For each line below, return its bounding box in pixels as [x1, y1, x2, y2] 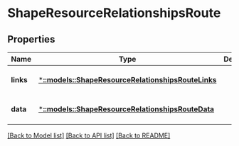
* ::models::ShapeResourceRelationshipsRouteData [38, 104, 215, 114]
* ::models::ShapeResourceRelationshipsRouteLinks [38, 75, 217, 84]
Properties [7, 33, 55, 45]
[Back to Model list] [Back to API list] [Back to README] [7, 131, 171, 140]
